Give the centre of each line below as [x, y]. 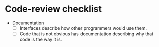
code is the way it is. [41, 39]
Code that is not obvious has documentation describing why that [87, 34]
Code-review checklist [53, 9]
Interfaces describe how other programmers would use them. [83, 28]
